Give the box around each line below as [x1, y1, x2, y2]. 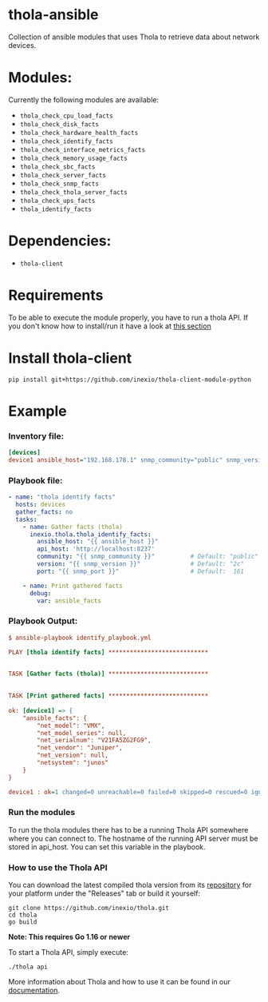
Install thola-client [8, 349, 132, 367]
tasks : [15, 515, 37, 523]
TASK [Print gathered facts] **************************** [8, 692, 209, 700]
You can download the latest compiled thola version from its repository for [8, 881, 252, 890]
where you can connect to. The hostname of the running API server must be [8, 833, 258, 843]
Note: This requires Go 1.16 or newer [8, 932, 130, 942]
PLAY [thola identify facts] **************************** [8, 648, 209, 656]
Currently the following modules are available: [8, 94, 160, 105]
